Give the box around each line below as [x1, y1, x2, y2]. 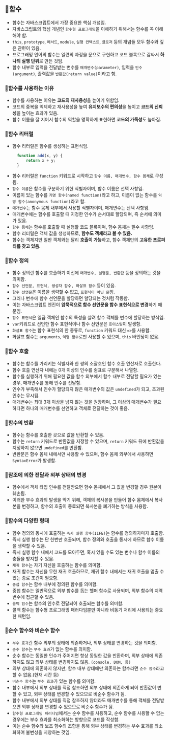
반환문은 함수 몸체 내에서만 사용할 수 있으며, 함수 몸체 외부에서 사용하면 [12, 451, 154, 457]
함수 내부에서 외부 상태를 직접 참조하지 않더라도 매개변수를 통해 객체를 [12, 697, 151, 703]
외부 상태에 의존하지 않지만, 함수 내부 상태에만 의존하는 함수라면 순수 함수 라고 [12, 665, 164, 671]
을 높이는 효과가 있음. [16, 110, 59, 116]
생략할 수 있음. [17, 542, 46, 549]
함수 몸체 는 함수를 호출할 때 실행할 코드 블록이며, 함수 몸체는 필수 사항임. [12, 224, 155, 230]
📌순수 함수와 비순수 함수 [5, 627, 60, 634]
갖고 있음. [21, 243, 41, 249]
